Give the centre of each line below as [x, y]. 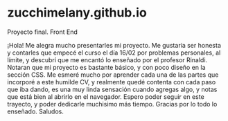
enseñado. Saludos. [35, 111]
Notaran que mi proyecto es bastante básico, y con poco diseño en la [106, 67]
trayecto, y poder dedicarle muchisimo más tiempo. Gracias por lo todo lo [112, 104]
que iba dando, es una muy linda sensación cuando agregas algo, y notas [112, 89]
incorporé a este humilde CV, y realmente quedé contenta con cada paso [112, 82]
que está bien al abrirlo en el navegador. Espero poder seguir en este [106, 96]
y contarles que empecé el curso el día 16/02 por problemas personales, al [114, 53]
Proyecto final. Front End [43, 32]
